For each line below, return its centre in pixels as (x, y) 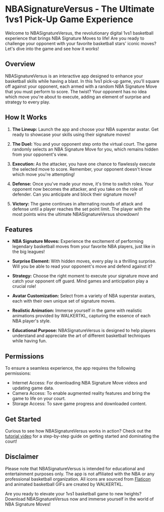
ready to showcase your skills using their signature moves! (71, 134)
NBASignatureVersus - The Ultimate (80, 9)
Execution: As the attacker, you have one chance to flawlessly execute (84, 164)
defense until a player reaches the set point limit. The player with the (81, 209)
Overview (20, 64)
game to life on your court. (39, 399)
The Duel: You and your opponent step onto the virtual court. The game (85, 144)
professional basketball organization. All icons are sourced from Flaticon (78, 479)
